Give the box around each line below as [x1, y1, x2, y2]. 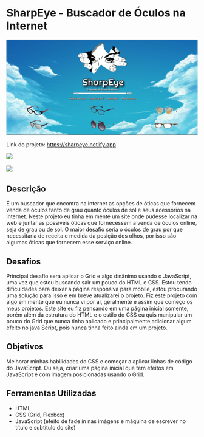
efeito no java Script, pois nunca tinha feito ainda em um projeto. [6, 324, 168, 331]
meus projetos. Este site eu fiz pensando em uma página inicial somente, [6, 305, 189, 312]
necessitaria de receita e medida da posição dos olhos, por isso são [6, 232, 177, 239]
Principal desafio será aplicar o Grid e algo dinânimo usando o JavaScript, [6, 272, 192, 280]
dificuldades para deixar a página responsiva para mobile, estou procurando [6, 286, 197, 293]
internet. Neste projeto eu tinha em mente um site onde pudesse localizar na [6, 213, 198, 220]
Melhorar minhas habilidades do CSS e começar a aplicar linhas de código [6, 357, 192, 365]
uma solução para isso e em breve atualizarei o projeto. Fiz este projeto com [6, 292, 197, 299]
